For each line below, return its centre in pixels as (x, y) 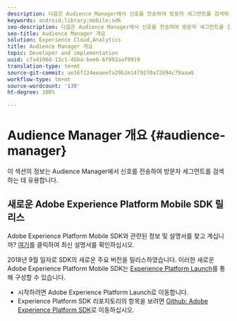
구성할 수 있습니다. (40, 277)
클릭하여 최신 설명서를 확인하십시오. (86, 244)
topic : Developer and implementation (63, 53)
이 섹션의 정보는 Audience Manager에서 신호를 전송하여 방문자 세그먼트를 (109, 171)
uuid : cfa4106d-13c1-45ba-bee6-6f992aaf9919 (74, 60)
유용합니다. (43, 180)
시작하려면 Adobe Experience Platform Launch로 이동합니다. (103, 292)
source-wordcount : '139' (44, 86)
